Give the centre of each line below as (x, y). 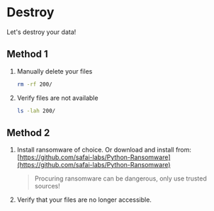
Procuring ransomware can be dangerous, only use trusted (120, 178)
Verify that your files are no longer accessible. (84, 200)
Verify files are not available (57, 98)
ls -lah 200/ (36, 110)
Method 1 (28, 54)
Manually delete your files (55, 71)
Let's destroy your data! (41, 32)
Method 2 (28, 133)
